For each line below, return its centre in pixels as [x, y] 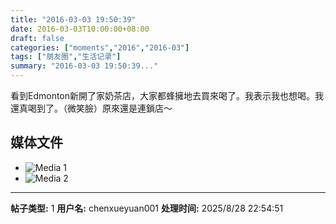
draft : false [37, 38]
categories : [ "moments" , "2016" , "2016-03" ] [100, 47]
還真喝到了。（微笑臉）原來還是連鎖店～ [91, 108]
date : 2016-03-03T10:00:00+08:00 [80, 29]
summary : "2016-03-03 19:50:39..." [84, 66]
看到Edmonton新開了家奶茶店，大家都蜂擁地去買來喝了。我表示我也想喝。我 [167, 95]
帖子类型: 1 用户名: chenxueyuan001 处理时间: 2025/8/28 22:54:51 [147, 208]
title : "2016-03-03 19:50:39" [73, 19]
